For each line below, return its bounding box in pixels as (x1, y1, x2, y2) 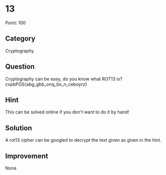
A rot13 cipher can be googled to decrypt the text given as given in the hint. (5, 137, 162, 143)
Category (5, 34, 36, 43)
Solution (5, 124, 32, 132)
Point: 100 (5, 20, 26, 26)
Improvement (5, 152, 48, 160)
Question (5, 63, 35, 71)
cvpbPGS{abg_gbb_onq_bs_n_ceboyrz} (5, 81, 87, 87)
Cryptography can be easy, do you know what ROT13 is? (5, 76, 123, 82)
